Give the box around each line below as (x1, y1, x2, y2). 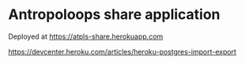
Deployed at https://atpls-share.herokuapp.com (8, 32, 164, 41)
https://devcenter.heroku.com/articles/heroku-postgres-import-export (8, 47, 237, 56)
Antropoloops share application (8, 6, 220, 24)
